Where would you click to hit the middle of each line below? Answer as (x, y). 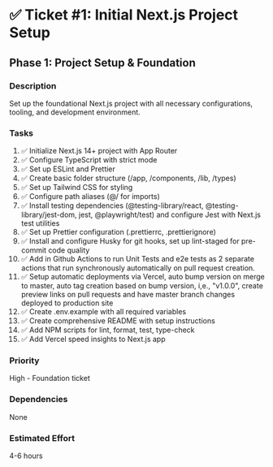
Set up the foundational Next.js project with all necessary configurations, (131, 103)
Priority (24, 361)
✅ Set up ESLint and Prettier (68, 169)
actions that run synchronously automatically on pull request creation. (138, 268)
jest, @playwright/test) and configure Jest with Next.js (169, 215)
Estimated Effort (42, 438)
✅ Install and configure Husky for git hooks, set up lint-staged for (130, 241)
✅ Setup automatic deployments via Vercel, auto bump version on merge (143, 277)
